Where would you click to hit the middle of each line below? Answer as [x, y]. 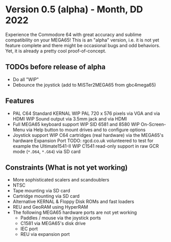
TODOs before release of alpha [56, 67]
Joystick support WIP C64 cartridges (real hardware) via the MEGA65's [88, 135]
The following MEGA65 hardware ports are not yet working [75, 213]
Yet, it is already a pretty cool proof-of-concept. [56, 51]
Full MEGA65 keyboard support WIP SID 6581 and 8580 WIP [76, 124]
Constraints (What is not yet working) [67, 167]
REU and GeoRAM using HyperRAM [50, 207]
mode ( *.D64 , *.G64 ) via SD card [47, 151]
